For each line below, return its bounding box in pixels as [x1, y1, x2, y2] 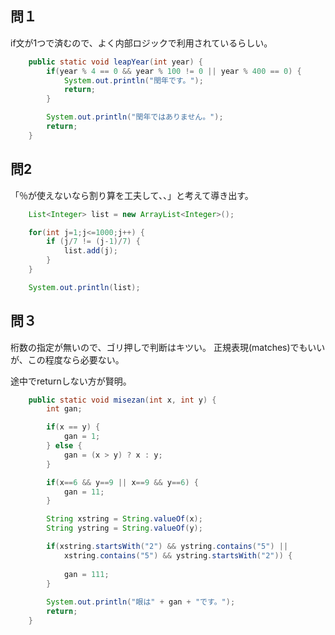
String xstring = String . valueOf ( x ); [46, 514, 203, 524]
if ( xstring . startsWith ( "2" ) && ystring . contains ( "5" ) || [46, 542, 289, 552]
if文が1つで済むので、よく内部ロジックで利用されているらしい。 [10, 37, 273, 49]
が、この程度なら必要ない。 [10, 353, 125, 366]
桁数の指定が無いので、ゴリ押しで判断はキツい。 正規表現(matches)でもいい [10, 341, 326, 353]
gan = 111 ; [63, 569, 110, 579]
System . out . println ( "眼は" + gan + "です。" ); [46, 597, 236, 607]
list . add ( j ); [63, 246, 118, 256]
